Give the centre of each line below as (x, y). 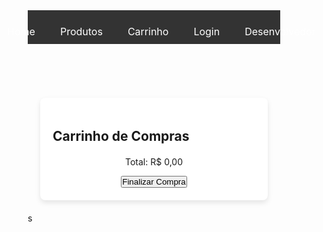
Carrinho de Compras (121, 136)
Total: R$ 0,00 (154, 162)
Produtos (81, 31)
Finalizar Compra (154, 182)
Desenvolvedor (280, 31)
